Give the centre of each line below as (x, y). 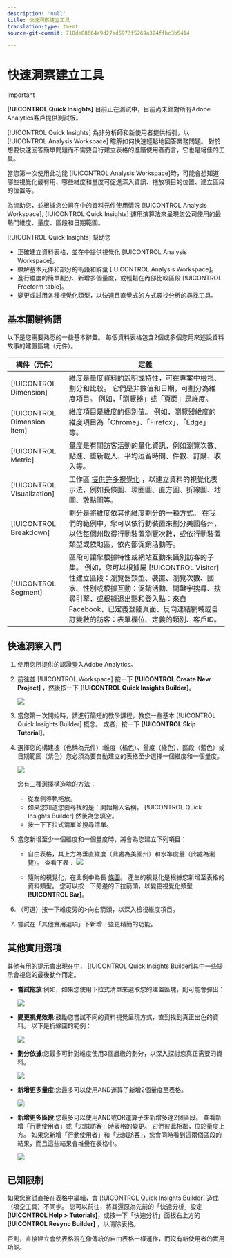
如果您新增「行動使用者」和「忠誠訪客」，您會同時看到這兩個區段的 (126, 1134)
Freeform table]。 (42, 287)
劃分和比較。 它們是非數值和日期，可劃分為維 (142, 388)
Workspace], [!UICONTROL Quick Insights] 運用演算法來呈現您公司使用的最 (114, 214)
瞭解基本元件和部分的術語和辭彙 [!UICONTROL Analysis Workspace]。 (117, 269)
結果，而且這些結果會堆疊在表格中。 (69, 1143)
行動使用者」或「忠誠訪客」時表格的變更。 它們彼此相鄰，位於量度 (124, 1126)
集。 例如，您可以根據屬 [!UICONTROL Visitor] (144, 567)
